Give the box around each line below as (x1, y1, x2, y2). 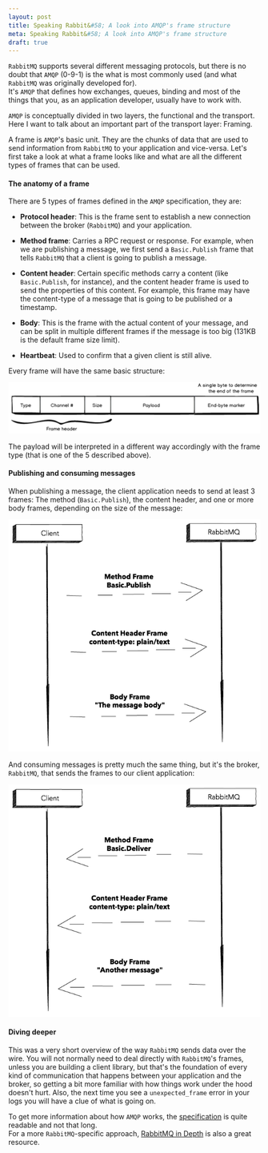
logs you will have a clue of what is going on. (8, 1096, 156, 1106)
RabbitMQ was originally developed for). (8, 79, 138, 88)
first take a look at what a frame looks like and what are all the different (8, 152, 242, 162)
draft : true (8, 38, 48, 46)
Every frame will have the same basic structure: (8, 366, 166, 376)
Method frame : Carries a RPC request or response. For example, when (19, 236, 254, 246)
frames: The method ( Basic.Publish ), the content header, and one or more (8, 495, 254, 505)
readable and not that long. (8, 1120, 98, 1130)
